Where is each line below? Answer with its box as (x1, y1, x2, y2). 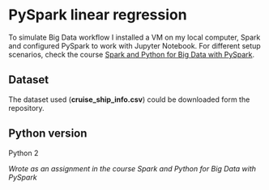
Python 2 (8, 148, 39, 158)
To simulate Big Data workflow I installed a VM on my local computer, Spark (8, 32, 261, 42)
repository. (8, 103, 45, 112)
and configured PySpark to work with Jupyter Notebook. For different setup (8, 40, 261, 50)
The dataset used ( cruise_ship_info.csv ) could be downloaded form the (8, 95, 250, 104)
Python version (8, 127, 88, 141)
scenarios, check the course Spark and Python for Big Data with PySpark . (8, 49, 255, 59)
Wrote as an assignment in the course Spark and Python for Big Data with (8, 163, 257, 173)
